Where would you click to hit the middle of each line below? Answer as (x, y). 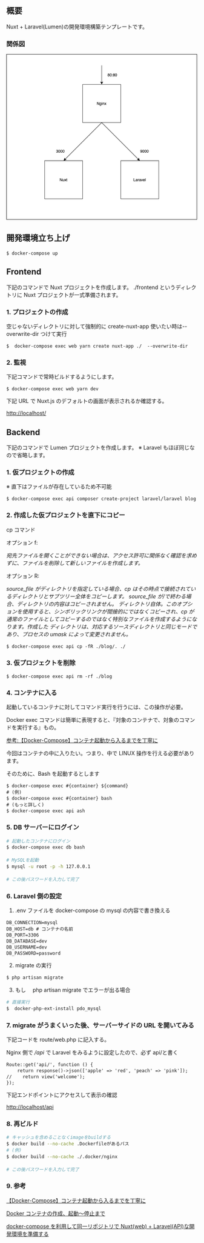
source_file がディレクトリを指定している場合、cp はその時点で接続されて (98, 588)
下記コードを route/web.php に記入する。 (58, 1039)
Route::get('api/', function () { (50, 1065)
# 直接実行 (18, 1002)
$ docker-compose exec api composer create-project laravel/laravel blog (101, 499)
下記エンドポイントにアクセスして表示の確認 (62, 1095)
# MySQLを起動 (23, 860)
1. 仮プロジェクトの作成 (40, 472)
